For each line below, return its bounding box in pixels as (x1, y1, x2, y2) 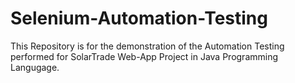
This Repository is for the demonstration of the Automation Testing (10, 40, 285, 52)
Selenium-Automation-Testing (10, 7, 268, 30)
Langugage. (10, 61, 60, 73)
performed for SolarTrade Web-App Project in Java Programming (10, 50, 279, 62)
